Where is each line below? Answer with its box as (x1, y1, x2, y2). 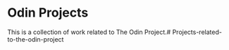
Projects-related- (172, 28, 222, 36)
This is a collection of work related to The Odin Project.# (7, 28, 171, 36)
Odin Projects (7, 5, 89, 21)
